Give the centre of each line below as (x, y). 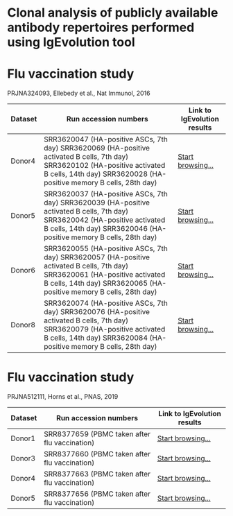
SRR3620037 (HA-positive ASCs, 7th (106, 194)
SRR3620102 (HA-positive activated (105, 166)
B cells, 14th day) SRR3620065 (96, 284)
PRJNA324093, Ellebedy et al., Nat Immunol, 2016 (79, 93)
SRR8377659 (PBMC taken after (97, 434)
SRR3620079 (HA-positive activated (105, 329)
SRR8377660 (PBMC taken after (97, 454)
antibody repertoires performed (101, 27)
